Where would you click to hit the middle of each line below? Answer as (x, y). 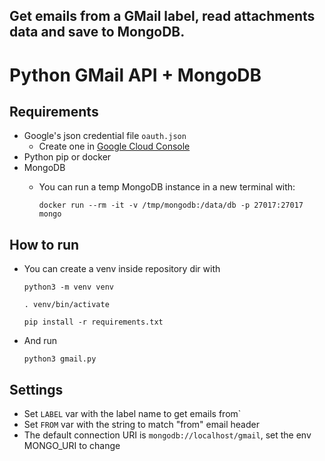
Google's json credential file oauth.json (105, 136)
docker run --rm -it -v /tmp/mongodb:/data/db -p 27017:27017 (171, 205)
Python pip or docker (67, 157)
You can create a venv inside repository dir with (122, 269)
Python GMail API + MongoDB (135, 75)
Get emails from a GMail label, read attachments (162, 16)
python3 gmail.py (60, 359)
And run (40, 341)
